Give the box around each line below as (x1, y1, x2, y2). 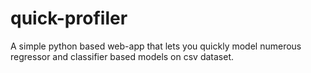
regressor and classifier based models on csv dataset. (10, 50, 235, 62)
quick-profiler (10, 7, 128, 30)
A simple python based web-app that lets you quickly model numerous (10, 40, 302, 52)
